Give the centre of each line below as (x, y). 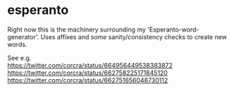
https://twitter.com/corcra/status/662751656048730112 (88, 80)
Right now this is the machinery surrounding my (77, 29)
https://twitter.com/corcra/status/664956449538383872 (90, 65)
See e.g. (19, 57)
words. (17, 44)
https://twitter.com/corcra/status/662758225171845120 (87, 73)
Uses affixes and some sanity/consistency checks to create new (134, 36)
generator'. (23, 36)
